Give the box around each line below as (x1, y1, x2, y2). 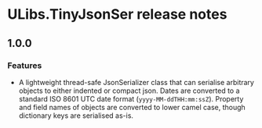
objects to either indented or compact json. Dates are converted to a (18, 86, 240, 95)
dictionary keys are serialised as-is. (18, 111, 134, 120)
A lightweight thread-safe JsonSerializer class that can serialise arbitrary (18, 77, 254, 87)
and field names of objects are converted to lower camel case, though (18, 102, 246, 112)
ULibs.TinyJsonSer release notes (7, 5, 227, 23)
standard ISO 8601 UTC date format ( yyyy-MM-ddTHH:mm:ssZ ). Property (18, 94, 244, 103)
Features (7, 60, 42, 71)
